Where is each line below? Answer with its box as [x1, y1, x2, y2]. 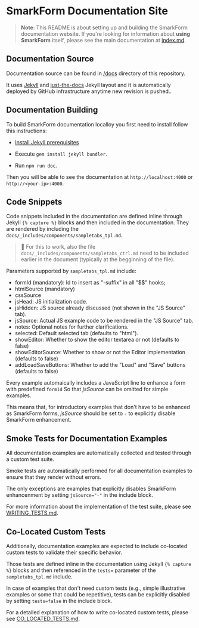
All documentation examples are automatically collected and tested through [6, 449, 192, 457]
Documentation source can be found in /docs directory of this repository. [6, 70, 186, 77]
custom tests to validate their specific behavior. [6, 549, 123, 556]
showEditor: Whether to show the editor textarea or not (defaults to [14, 336, 180, 344]
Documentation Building [6, 105, 98, 115]
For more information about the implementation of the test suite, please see [6, 503, 192, 511]
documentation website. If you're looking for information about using [20, 30, 191, 37]
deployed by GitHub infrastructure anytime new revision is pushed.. [6, 88, 172, 95]
